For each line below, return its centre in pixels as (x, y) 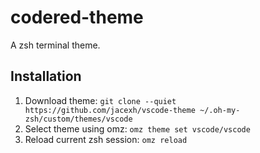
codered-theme (77, 17)
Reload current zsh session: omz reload (106, 139)
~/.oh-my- (220, 110)
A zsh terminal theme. (55, 45)
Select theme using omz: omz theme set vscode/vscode (137, 128)
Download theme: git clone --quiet (100, 100)
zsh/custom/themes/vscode (78, 119)
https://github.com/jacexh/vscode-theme (110, 110)
